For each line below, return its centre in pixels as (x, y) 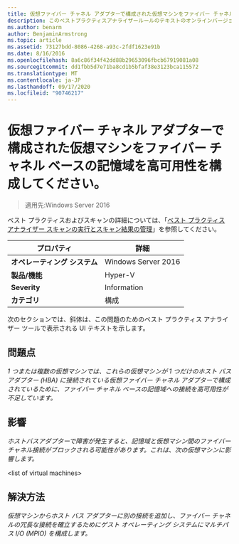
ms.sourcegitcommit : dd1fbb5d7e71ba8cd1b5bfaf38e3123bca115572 (103, 67)
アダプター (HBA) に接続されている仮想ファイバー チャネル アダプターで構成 (119, 380)
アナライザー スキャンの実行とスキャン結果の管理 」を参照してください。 (114, 229)
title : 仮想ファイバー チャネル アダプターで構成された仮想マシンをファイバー (109, 14)
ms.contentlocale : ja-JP (44, 80)
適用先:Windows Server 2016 (67, 205)
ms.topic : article (34, 41)
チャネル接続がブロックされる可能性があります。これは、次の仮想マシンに (116, 449)
